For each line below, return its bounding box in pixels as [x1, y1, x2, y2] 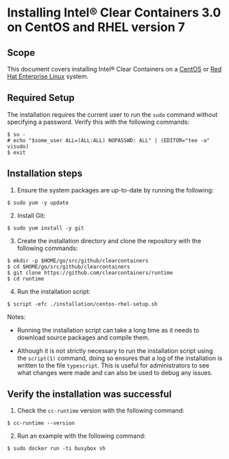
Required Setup [7, 92, 75, 104]
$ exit [7, 149, 26, 156]
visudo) [7, 143, 29, 150]
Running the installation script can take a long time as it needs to [16, 326, 200, 334]
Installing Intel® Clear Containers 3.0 [7, 5, 221, 21]
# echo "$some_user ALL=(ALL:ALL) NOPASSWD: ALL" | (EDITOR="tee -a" [7, 137, 210, 144]
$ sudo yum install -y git [7, 225, 84, 232]
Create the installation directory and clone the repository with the [16, 236, 202, 245]
